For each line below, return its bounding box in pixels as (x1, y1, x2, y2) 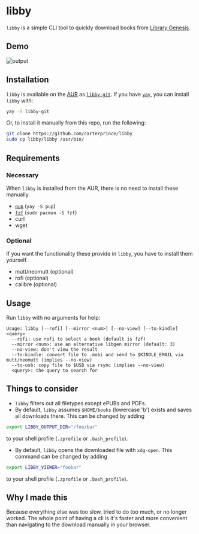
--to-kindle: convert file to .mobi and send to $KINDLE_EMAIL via (11, 351, 184, 357)
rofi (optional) (14, 274, 49, 282)
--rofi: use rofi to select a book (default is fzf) (11, 336, 146, 342)
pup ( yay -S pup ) (14, 202, 56, 210)
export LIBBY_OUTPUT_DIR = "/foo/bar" (6, 424, 98, 430)
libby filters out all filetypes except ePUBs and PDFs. (14, 399, 147, 406)
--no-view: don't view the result (11, 346, 98, 353)
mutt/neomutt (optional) (14, 268, 74, 275)
